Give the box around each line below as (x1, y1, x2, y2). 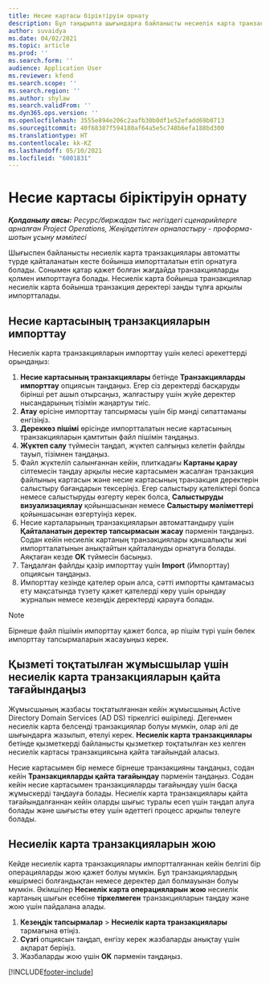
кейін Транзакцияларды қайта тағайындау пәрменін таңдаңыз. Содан (8, 771, 254, 781)
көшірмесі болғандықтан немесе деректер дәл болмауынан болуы (8, 875, 239, 886)
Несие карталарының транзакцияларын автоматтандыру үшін (19, 518, 235, 527)
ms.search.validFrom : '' (8, 101, 92, 110)
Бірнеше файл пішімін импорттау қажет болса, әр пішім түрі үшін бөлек (8, 626, 256, 635)
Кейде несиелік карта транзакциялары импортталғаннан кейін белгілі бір (8, 858, 261, 868)
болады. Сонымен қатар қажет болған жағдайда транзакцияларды (8, 265, 239, 275)
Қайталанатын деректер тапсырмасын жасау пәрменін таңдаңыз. (19, 527, 255, 535)
